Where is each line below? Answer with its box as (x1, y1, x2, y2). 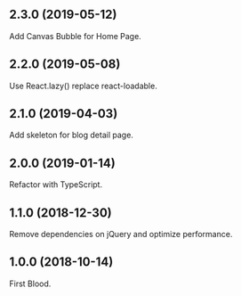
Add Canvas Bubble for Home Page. (9, 30, 142, 41)
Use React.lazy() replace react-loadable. (9, 80, 157, 91)
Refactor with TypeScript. (9, 179, 103, 190)
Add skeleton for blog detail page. (9, 129, 133, 141)
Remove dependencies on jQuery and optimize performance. (9, 229, 233, 240)
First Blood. (9, 278, 52, 289)
